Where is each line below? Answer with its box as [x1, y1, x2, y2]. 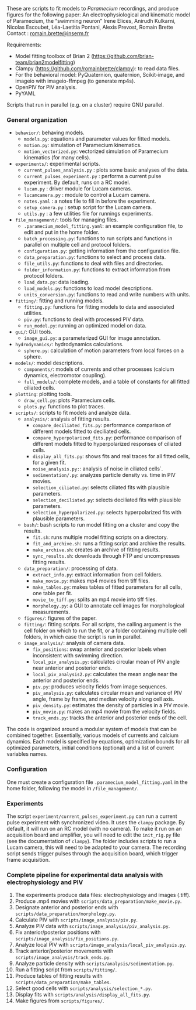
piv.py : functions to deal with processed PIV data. [23, 316, 145, 323]
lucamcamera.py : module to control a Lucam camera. [23, 192, 150, 199]
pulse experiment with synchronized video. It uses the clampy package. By [6, 818, 185, 825]
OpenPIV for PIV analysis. [15, 84, 78, 90]
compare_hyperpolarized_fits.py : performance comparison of [32, 434, 182, 441]
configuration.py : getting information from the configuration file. [23, 247, 180, 254]
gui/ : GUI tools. [15, 328, 53, 336]
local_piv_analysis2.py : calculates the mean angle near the [32, 671, 178, 678]
